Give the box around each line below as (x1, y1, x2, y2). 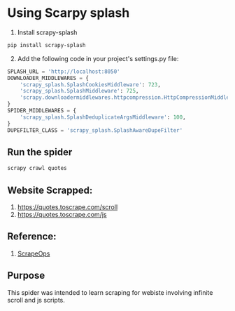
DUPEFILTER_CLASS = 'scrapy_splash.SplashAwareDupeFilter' (7, 126, 183, 134)
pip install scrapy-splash (7, 41, 86, 48)
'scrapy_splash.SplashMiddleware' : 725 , (20, 88, 139, 95)
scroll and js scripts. (7, 296, 65, 304)
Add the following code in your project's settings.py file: (17, 54, 179, 62)
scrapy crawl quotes (7, 165, 68, 172)
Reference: (7, 230, 57, 243)
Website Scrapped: (7, 184, 93, 196)
